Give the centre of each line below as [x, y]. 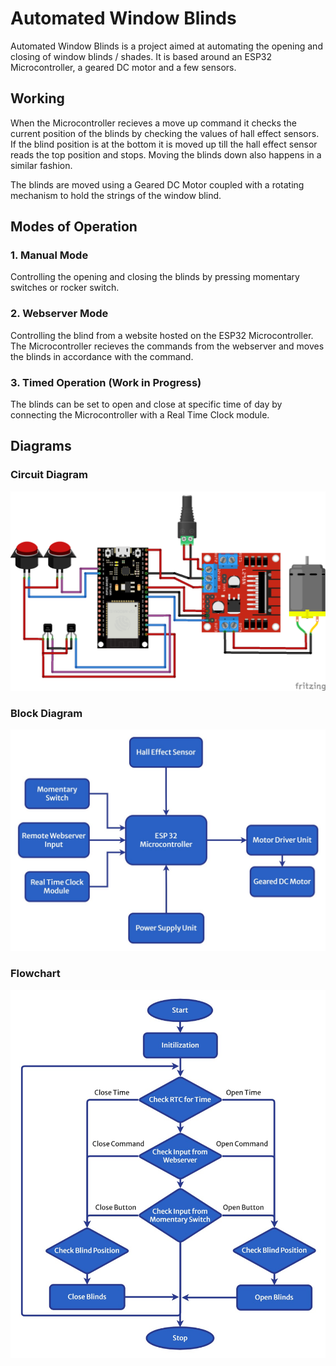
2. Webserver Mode [59, 314]
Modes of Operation [74, 227]
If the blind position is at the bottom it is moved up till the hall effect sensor [164, 144]
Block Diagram [46, 713]
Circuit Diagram [49, 475]
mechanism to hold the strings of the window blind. [116, 195]
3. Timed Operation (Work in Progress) [106, 382]
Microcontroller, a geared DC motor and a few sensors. [123, 67]
